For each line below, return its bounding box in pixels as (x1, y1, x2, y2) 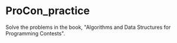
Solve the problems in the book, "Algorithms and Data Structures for (5, 24, 171, 31)
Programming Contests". (5, 29, 65, 37)
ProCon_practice (5, 4, 90, 18)
